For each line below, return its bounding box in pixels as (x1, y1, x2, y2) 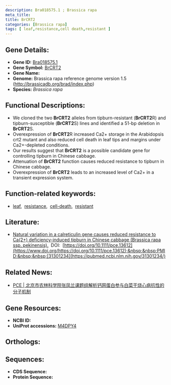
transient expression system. (12, 175, 74, 181)
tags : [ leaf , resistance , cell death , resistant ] (5, 27, 111, 32)
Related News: (5, 268, 53, 276)
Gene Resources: (5, 304, 61, 312)
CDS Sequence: (12, 369, 47, 375)
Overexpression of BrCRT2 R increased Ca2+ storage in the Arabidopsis (12, 131, 164, 137)
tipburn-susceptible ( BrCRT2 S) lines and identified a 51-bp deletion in (12, 120, 160, 126)
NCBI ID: (12, 317, 32, 323)
